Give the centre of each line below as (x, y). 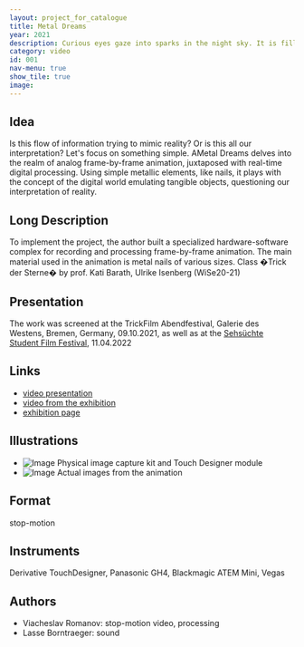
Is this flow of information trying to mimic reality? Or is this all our (130, 144)
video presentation (57, 393)
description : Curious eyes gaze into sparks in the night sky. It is (143, 43)
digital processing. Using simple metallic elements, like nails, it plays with (146, 172)
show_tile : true (40, 77)
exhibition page (51, 412)
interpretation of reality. (53, 192)
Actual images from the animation (120, 472)
